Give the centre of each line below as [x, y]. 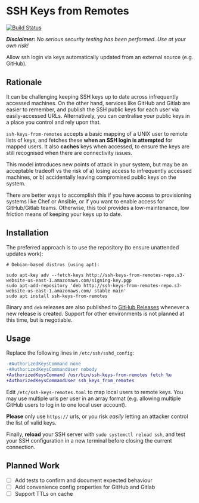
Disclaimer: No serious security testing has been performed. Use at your [96, 39]
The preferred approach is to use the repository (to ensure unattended [93, 247]
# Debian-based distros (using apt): [53, 264]
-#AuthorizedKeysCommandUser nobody [52, 370]
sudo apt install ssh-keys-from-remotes [57, 296]
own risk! [17, 45]
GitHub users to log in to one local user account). [66, 404]
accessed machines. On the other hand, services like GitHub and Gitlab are [98, 103]
